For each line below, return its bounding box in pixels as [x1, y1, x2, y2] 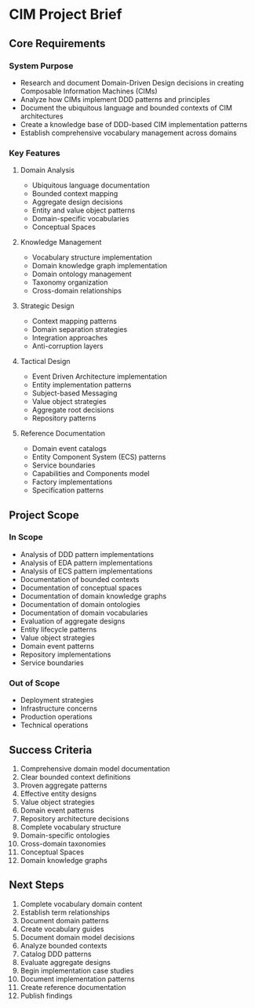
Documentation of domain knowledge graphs [20, 591, 167, 601]
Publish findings [20, 991, 73, 1000]
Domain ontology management [31, 269, 132, 279]
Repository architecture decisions [20, 813, 129, 823]
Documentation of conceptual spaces [20, 583, 142, 592]
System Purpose [9, 60, 74, 71]
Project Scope [9, 508, 79, 522]
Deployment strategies [20, 696, 94, 705]
